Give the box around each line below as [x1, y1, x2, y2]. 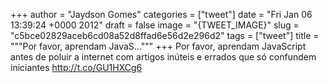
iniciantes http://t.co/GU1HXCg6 [10, 62, 143, 73]
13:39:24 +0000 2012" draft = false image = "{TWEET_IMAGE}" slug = [10, 19, 300, 31]
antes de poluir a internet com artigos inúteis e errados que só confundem [10, 51, 317, 63]
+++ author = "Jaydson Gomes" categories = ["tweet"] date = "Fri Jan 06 [10, 9, 313, 20]
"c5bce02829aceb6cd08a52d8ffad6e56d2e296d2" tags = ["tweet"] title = [10, 30, 320, 41]
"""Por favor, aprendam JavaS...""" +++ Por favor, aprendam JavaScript [10, 40, 307, 52]
